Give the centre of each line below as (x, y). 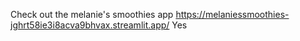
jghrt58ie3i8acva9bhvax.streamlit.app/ (90, 25)
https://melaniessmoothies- (232, 14)
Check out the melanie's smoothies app (92, 14)
